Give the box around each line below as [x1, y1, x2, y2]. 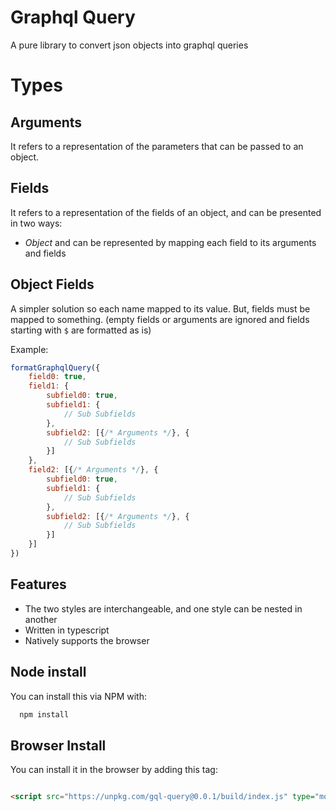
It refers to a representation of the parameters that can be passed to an [10, 140, 304, 152]
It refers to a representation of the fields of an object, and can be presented [10, 206, 322, 218]
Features [10, 576, 67, 593]
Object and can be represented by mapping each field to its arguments [24, 236, 317, 248]
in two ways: [10, 217, 63, 229]
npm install [19, 709, 70, 720]
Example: [10, 343, 49, 355]
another [24, 613, 58, 625]
